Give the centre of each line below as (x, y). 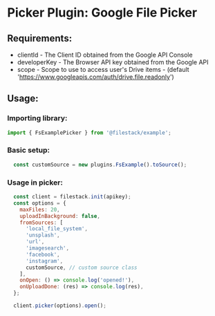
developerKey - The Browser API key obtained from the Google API (113, 62)
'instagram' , (44, 261)
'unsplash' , (43, 235)
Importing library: (37, 118)
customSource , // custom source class (81, 268)
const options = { (40, 203)
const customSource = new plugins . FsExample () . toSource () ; (100, 165)
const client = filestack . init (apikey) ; (72, 197)
